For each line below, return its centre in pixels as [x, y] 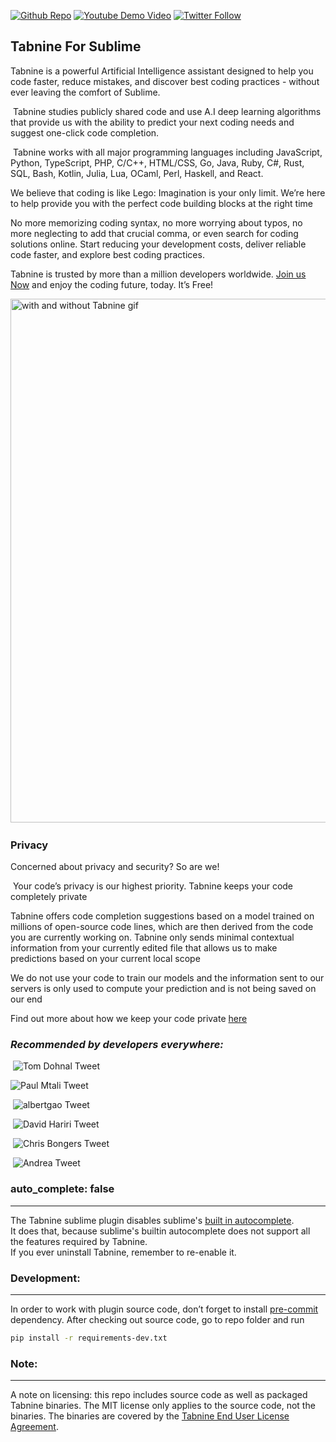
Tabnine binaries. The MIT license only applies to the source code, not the [163, 1406]
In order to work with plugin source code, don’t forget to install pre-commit [164, 1309]
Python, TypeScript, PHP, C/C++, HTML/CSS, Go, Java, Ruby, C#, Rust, [157, 162]
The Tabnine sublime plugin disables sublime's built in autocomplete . [152, 1220]
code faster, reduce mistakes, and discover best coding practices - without [165, 81]
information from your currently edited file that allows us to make [144, 948]
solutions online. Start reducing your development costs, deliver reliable [158, 244]
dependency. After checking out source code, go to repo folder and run [157, 1319]
